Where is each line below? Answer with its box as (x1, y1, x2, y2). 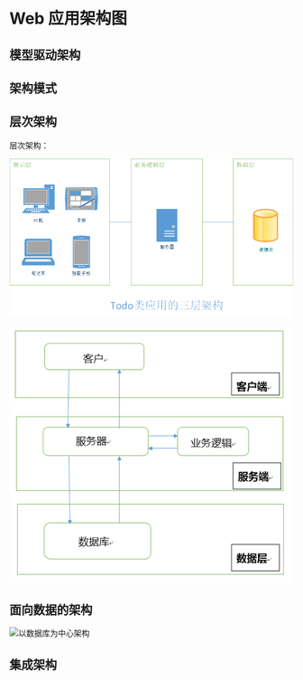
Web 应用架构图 (9, 8, 128, 29)
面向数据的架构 (9, 602, 93, 618)
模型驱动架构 (9, 47, 81, 62)
